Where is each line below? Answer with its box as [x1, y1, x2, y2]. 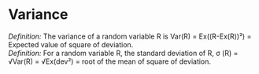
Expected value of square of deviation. [8, 39, 134, 49]
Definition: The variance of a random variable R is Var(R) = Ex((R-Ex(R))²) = [8, 31, 252, 41]
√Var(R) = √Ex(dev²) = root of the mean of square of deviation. [8, 57, 211, 66]
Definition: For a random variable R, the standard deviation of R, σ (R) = [8, 48, 239, 57]
